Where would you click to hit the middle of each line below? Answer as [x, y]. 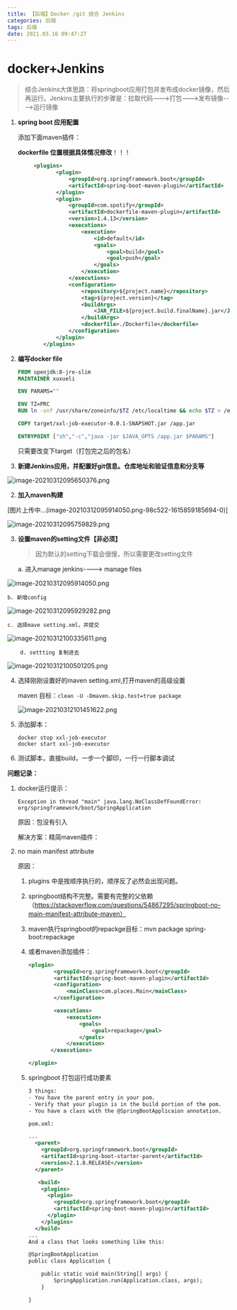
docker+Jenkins [56, 69]
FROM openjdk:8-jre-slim [54, 372]
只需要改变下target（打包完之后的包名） [76, 451]
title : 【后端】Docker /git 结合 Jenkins [66, 14]
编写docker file [40, 359]
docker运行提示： [43, 788]
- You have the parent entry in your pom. [92, 1098]
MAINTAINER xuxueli [46, 378]
